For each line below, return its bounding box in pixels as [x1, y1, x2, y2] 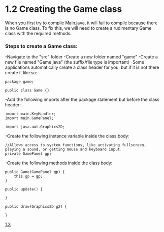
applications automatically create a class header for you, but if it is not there [5, 64, 159, 70]
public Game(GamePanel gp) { [5, 170, 65, 175]
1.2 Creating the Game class [5, 3, 122, 15]
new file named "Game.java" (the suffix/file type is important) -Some [5, 59, 144, 65]
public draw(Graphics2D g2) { [5, 204, 67, 209]
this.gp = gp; [14, 174, 43, 179]
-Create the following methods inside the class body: [5, 160, 113, 166]
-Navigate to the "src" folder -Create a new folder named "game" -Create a [5, 54, 158, 60]
